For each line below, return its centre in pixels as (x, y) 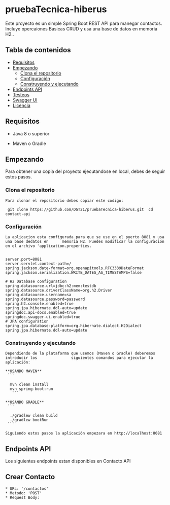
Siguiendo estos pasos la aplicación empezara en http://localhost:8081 (84, 434)
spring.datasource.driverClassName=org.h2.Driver (59, 290)
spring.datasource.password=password (45, 299)
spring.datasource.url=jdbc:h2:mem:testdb (51, 286)
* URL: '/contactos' (27, 489)
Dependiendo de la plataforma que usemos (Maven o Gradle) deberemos (80, 353)
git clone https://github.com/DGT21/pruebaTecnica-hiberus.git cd (80, 209)
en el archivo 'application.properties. (49, 246)
